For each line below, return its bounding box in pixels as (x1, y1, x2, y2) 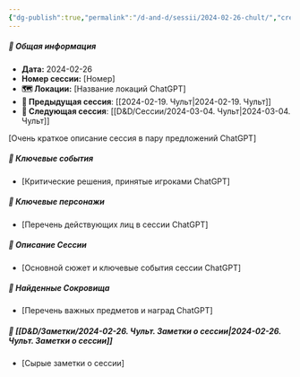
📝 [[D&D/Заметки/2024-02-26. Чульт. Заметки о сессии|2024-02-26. (8, 326, 281, 337)
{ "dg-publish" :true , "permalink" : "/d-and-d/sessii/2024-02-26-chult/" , (8, 13, 278, 22)
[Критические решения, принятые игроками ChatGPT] (21, 176, 230, 187)
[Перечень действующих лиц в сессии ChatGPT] (21, 219, 209, 230)
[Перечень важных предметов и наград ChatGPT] (21, 305, 213, 316)
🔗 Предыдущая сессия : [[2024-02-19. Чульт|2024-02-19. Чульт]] (21, 96, 272, 107)
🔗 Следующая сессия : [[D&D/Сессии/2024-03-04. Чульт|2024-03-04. (21, 105, 291, 117)
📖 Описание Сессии (8, 240, 87, 250)
